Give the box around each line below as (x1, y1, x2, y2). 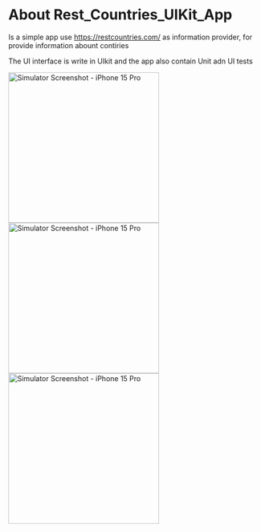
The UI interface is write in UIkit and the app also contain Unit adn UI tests (8, 56, 253, 66)
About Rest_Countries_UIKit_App (8, 6, 233, 24)
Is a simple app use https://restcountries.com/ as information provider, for (8, 32, 253, 42)
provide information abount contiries (8, 40, 129, 50)
